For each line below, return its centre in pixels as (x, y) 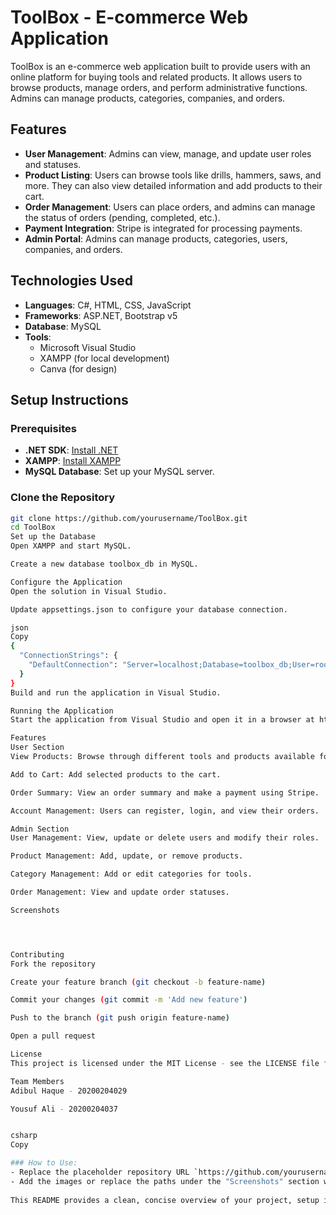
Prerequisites (43, 428)
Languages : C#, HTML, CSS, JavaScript (108, 305)
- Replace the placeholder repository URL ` (104, 1172)
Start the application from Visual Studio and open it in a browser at (162, 720)
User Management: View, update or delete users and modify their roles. (165, 838)
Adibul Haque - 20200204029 (69, 1091)
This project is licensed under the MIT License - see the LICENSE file (165, 1063)
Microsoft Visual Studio (88, 347)
